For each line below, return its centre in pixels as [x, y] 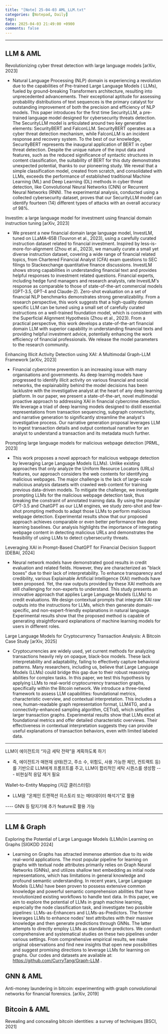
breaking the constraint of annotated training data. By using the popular [86, 500]
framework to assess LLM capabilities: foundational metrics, [74, 694]
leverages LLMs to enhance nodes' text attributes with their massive [83, 918]
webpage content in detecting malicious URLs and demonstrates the [83, 532]
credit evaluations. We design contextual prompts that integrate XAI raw [86, 599]
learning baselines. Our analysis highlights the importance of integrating [86, 527]
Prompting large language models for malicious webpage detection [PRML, [82, 443]
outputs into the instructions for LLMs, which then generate [73, 605]
